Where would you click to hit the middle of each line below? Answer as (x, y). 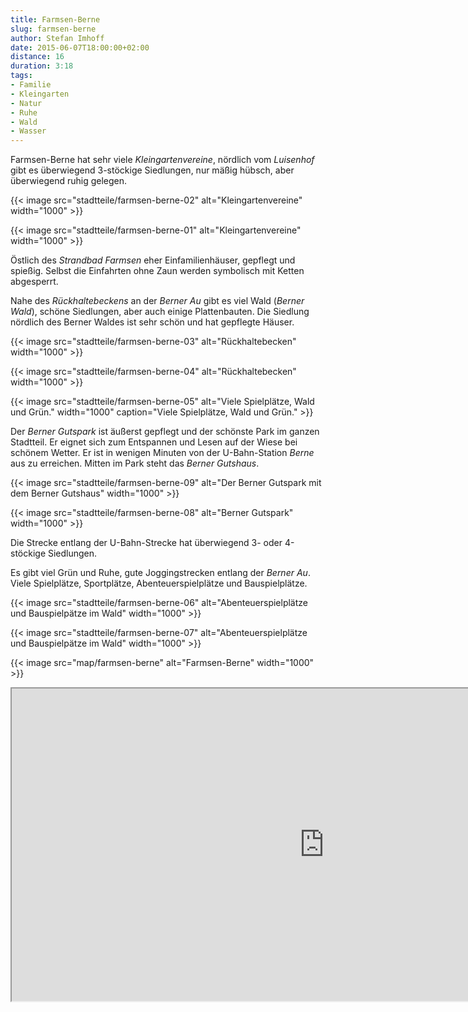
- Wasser (28, 131)
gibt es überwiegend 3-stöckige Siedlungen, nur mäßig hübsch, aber (152, 170)
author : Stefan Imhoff (57, 38)
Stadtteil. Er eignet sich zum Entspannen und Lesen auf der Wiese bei (154, 442)
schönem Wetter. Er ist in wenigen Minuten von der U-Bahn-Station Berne (162, 453)
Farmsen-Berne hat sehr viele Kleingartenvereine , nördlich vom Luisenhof (162, 160)
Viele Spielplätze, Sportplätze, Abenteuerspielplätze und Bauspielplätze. (159, 583)
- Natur (26, 103)
